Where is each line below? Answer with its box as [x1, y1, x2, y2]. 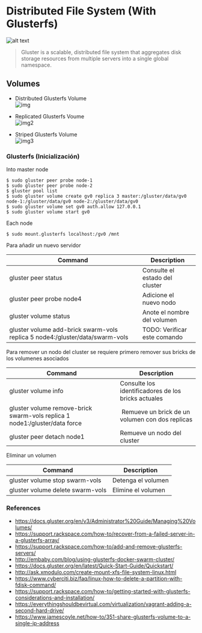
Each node [6, 219, 33, 227]
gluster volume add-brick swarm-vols [9, 326, 118, 334]
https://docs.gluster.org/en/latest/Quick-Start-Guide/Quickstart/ [14, 562, 174, 569]
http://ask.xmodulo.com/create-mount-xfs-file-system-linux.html [14, 569, 177, 576]
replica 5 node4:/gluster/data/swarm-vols [9, 333, 129, 341]
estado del [142, 274, 173, 282]
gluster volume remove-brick [9, 404, 93, 412]
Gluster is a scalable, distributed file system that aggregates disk [20, 48, 182, 55]
